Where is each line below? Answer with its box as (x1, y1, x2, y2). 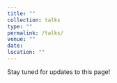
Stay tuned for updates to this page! (7, 67, 111, 76)
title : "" (7, 10, 36, 17)
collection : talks (7, 17, 61, 24)
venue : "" (7, 36, 36, 43)
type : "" (7, 23, 33, 30)
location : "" (7, 49, 45, 56)
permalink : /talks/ (7, 29, 64, 37)
